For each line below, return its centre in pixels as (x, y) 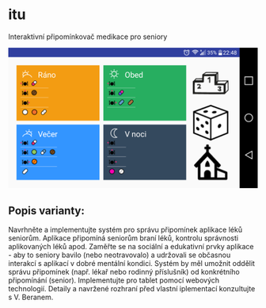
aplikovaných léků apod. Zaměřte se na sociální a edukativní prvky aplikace (131, 247)
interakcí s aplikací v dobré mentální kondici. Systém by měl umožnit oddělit (132, 264)
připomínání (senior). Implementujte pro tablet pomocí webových (114, 280)
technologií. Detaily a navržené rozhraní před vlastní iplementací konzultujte (132, 289)
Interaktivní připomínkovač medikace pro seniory (88, 37)
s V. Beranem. (31, 297)
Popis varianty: (46, 211)
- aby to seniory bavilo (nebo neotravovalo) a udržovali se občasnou (120, 255)
